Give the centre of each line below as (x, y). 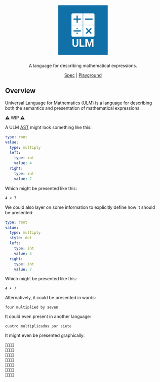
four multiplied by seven (32, 308)
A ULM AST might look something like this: (49, 127)
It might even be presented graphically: (45, 335)
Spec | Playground (83, 75)
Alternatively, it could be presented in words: (51, 298)
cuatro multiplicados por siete (38, 326)
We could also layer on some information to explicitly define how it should (80, 207)
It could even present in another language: (48, 317)
